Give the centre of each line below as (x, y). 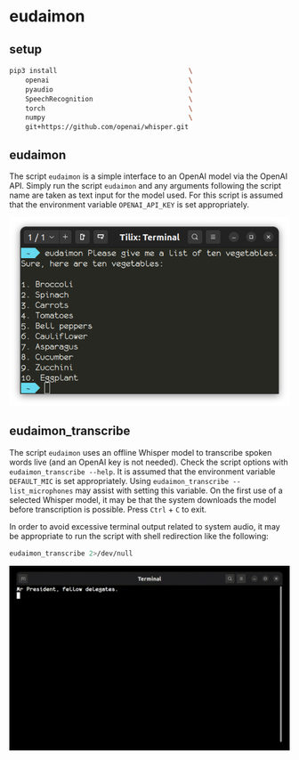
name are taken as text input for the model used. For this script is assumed (146, 195)
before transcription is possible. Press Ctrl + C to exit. (108, 509)
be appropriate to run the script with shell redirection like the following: (139, 536)
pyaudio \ (109, 89)
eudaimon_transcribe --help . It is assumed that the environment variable (142, 471)
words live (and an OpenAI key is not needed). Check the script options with (149, 462)
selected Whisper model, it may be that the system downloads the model (143, 499)
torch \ (109, 109)
